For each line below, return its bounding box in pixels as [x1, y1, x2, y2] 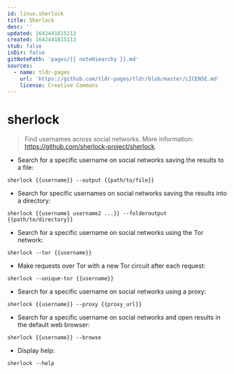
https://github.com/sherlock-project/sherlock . [24, 143, 157, 151]
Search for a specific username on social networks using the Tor [17, 229, 204, 237]
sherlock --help [7, 360, 54, 367]
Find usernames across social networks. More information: [24, 135, 194, 143]
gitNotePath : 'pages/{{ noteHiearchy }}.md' [7, 56, 139, 63]
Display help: [17, 347, 55, 355]
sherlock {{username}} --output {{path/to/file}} [7, 177, 155, 184]
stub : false [7, 43, 42, 50]
